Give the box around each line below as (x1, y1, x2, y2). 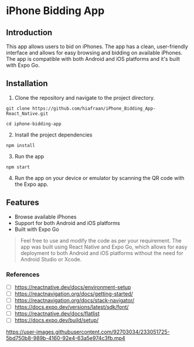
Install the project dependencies (14, 131, 93, 138)
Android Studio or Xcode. (20, 256, 82, 263)
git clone (6, 106, 30, 111)
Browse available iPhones (14, 213, 77, 220)
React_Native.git (6, 110, 49, 117)
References (6, 270, 40, 278)
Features (6, 198, 39, 207)
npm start (6, 164, 30, 170)
